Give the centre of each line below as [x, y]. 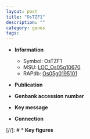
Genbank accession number [49, 96]
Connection [29, 119]
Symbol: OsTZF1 [42, 61]
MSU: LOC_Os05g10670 [52, 67]
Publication [28, 85]
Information [29, 50]
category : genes [26, 28]
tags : [12, 33]
